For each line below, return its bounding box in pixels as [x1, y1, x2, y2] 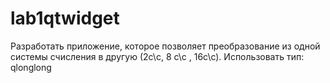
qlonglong [10, 61, 52, 73]
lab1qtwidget [10, 7, 120, 30]
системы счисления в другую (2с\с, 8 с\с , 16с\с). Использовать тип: [10, 50, 305, 62]
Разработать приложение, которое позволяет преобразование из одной [10, 40, 321, 52]
